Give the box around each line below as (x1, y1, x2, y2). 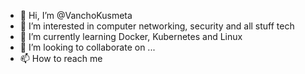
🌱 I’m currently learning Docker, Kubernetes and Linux (19, 31, 243, 42)
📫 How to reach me (19, 53, 103, 64)
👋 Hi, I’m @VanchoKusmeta (19, 10, 133, 21)
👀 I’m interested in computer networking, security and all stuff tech (19, 20, 295, 32)
